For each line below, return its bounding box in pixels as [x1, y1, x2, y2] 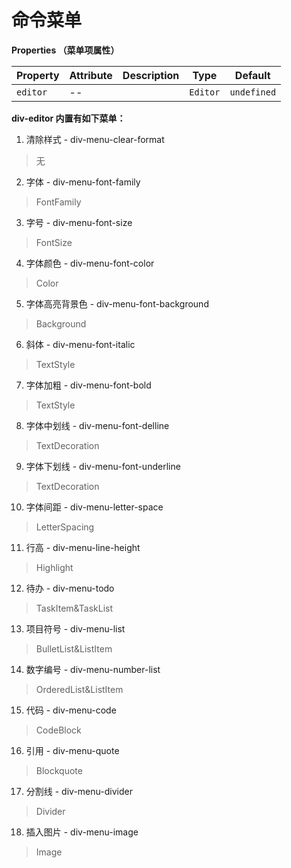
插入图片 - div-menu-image [25, 826, 139, 838]
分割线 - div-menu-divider [25, 785, 133, 797]
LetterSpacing [35, 521, 95, 533]
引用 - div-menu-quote [25, 744, 120, 756]
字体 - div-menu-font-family [25, 176, 141, 188]
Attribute [69, 68, 113, 82]
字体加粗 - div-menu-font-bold [25, 379, 152, 391]
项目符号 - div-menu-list [25, 622, 126, 635]
